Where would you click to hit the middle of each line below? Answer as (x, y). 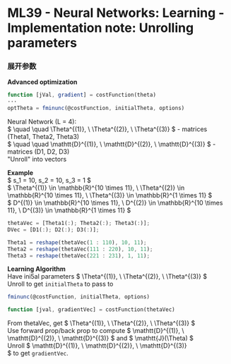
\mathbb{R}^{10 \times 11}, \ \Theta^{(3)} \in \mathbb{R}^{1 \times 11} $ (110, 195)
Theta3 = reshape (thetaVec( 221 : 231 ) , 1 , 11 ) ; (79, 255)
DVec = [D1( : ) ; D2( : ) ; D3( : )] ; (53, 230)
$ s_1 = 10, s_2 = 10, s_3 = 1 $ (49, 181)
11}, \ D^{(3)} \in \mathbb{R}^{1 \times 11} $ (69, 210)
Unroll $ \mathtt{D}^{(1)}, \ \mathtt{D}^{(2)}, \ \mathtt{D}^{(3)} (97, 346)
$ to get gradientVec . (38, 353)
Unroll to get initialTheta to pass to (60, 284)
